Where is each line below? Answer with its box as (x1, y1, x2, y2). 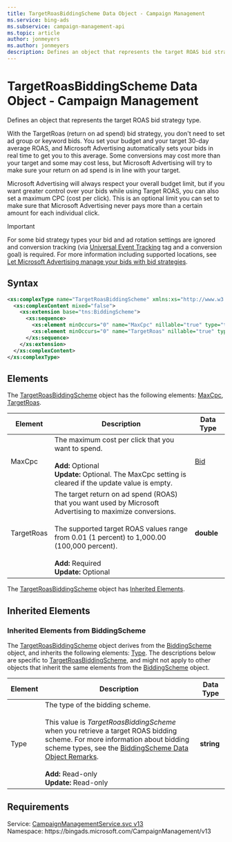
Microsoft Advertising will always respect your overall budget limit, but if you (7, 179, 225, 187)
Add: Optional (54, 461, 99, 470)
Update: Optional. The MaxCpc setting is (54, 470, 186, 479)
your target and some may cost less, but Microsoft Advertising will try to (7, 158, 213, 166)
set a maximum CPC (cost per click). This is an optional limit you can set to (7, 194, 220, 202)
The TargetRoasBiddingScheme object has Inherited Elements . (7, 585, 185, 593)
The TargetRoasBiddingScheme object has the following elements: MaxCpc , (7, 391, 224, 399)
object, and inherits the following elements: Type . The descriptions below (7, 649, 216, 657)
